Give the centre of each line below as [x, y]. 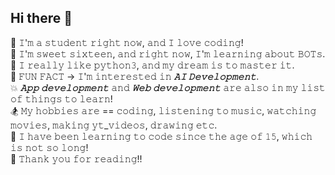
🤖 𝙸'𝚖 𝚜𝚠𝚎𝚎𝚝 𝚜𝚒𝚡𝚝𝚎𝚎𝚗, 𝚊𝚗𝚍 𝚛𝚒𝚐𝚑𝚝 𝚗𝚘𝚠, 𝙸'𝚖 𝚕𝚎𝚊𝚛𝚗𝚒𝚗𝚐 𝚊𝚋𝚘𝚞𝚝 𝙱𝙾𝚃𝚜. [168, 53]
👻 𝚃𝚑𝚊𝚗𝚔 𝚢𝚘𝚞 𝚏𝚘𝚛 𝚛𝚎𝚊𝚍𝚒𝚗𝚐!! [76, 158]
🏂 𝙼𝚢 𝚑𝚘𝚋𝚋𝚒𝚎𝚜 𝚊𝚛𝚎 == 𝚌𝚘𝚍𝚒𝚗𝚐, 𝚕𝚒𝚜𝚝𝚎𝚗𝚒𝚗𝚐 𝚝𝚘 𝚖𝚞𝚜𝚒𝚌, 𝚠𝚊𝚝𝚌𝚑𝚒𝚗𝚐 [163, 110]
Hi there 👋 [41, 18]
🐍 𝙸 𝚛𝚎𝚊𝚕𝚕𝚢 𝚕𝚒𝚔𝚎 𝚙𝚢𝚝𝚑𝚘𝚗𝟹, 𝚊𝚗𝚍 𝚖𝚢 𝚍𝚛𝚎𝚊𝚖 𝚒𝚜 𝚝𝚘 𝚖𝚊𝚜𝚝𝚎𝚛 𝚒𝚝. [152, 65]
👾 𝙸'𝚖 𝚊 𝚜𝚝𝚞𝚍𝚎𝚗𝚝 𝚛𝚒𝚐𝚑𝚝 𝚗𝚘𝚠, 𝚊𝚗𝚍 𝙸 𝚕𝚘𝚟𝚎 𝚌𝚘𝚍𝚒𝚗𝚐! [127, 42]
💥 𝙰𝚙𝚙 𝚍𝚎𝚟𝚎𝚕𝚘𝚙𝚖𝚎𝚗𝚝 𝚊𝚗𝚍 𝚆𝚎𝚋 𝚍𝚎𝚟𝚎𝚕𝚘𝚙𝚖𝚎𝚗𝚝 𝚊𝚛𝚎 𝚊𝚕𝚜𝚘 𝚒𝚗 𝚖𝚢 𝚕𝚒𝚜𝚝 [168, 87]
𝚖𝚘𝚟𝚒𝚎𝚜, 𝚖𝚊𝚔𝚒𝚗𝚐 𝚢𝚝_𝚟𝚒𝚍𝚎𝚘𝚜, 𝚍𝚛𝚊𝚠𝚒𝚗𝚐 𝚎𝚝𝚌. [114, 125]
